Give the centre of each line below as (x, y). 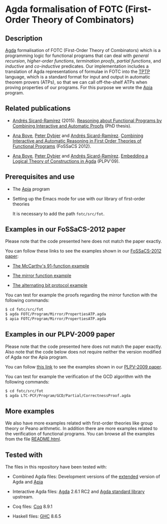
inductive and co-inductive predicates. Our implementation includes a (77, 66)
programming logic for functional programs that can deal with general (77, 55)
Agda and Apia (28, 482)
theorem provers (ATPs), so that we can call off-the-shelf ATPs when (76, 82)
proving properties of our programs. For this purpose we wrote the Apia (79, 87)
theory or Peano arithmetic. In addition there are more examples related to (81, 428)
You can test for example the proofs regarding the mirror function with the (81, 295)
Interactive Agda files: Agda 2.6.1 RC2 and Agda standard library (78, 491)
